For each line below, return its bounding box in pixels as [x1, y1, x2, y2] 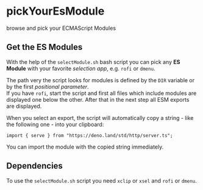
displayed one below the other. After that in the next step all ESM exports [6, 96, 190, 103]
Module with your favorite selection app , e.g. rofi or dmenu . [6, 65, 155, 72]
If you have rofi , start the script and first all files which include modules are [6, 90, 197, 97]
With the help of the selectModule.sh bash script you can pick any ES [6, 58, 180, 65]
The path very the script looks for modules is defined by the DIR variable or [6, 76, 195, 83]
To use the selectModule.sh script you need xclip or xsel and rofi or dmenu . [6, 177, 197, 184]
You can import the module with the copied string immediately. [6, 143, 164, 150]
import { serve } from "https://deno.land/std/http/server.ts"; [6, 132, 173, 138]
